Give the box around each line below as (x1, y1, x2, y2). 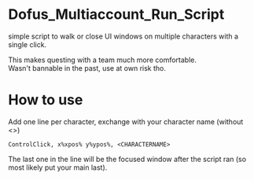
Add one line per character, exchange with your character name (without (8, 116, 244, 127)
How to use (8, 91, 83, 109)
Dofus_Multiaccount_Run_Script (8, 6, 225, 24)
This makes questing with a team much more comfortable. (8, 55, 197, 64)
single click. (8, 39, 47, 49)
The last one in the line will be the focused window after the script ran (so (8, 154, 246, 163)
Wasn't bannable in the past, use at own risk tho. (8, 63, 167, 72)
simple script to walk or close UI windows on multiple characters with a (8, 31, 238, 41)
